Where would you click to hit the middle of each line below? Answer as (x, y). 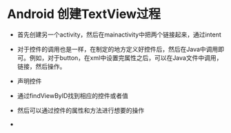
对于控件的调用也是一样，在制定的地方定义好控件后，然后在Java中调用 (118, 49)
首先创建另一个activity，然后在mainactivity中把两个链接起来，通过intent (119, 34)
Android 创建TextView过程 (84, 14)
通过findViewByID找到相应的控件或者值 (73, 95)
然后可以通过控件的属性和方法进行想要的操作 (81, 110)
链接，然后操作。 (41, 66)
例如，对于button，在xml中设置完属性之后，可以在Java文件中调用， (126, 58)
